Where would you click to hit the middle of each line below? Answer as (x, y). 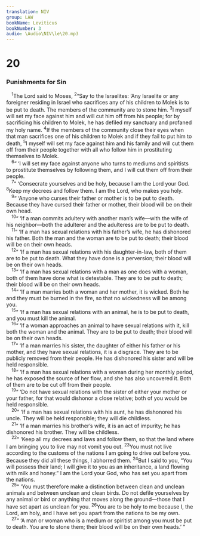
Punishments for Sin (36, 82)
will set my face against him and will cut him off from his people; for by (93, 116)
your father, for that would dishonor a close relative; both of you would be (97, 398)
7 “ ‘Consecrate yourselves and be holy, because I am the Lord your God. (101, 183)
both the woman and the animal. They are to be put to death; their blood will (99, 332)
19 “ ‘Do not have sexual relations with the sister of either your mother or (99, 392)
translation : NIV (28, 12)
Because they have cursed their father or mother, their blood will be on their (99, 204)
